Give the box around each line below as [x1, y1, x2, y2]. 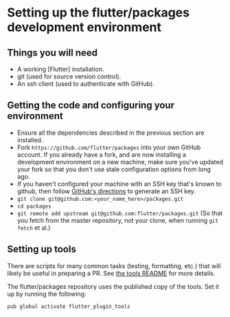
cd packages [16, 203, 51, 210]
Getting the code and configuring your [7, 100, 175, 111]
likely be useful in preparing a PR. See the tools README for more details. [7, 269, 216, 277]
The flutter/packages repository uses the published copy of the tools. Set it [7, 282, 220, 290]
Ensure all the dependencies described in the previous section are [16, 129, 205, 137]
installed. [16, 135, 43, 144]
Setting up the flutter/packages [7, 5, 190, 21]
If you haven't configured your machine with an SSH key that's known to [16, 179, 222, 188]
